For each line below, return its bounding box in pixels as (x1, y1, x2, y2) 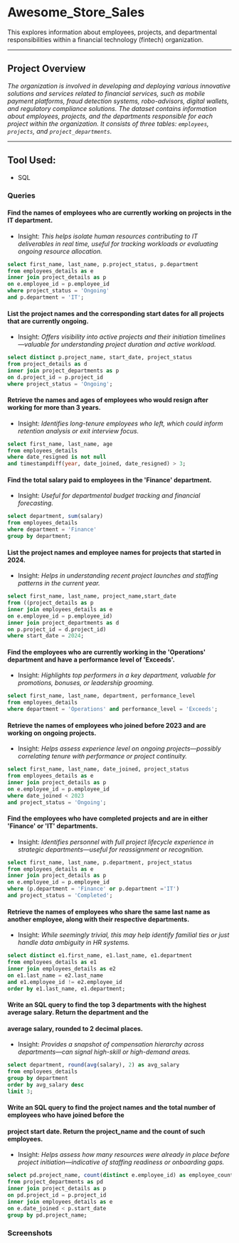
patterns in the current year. (17, 579, 101, 588)
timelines (198, 332, 226, 342)
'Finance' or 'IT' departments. (7, 822, 98, 830)
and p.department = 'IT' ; (7, 294, 84, 301)
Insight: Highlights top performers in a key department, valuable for (17, 671, 216, 679)
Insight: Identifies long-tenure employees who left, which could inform (17, 419, 223, 428)
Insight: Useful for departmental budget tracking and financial (17, 492, 201, 500)
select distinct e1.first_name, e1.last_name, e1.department (7, 952, 193, 959)
